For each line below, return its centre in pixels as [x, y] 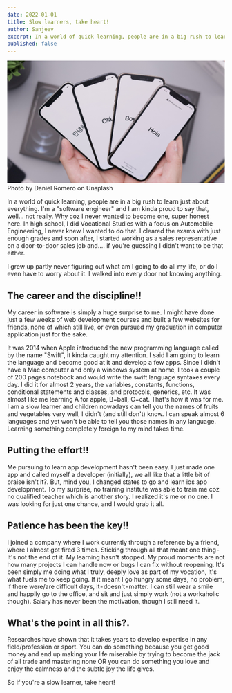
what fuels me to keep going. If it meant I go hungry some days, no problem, [116, 579]
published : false [32, 44]
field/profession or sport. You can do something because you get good [108, 647]
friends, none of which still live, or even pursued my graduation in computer [115, 327]
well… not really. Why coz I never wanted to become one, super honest [108, 216]
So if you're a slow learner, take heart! [61, 683]
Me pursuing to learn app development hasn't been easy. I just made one [111, 467]
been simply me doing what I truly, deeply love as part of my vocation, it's [112, 572]
